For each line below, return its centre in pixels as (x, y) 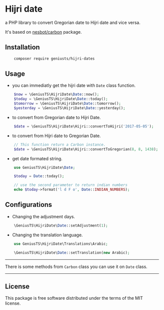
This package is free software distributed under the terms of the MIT (74, 298)
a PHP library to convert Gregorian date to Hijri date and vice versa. (73, 22)
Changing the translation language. (47, 235)
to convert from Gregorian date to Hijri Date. (56, 117)
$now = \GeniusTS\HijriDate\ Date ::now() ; (56, 94)
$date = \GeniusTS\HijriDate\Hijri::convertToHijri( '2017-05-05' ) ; (84, 126)
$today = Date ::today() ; (39, 176)
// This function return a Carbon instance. (60, 145)
